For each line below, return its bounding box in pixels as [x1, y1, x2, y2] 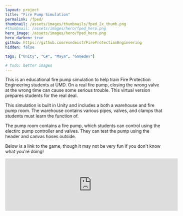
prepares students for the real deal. [5, 92, 78, 98]
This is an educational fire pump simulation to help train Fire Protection [5, 76, 151, 83]
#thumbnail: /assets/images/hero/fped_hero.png [5, 26, 106, 31]
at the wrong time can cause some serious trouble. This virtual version [5, 87, 150, 93]
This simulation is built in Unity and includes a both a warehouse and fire [5, 102, 155, 109]
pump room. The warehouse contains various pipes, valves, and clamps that [5, 107, 162, 114]
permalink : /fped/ [5, 17, 43, 22]
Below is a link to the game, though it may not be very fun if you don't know [5, 143, 161, 149]
